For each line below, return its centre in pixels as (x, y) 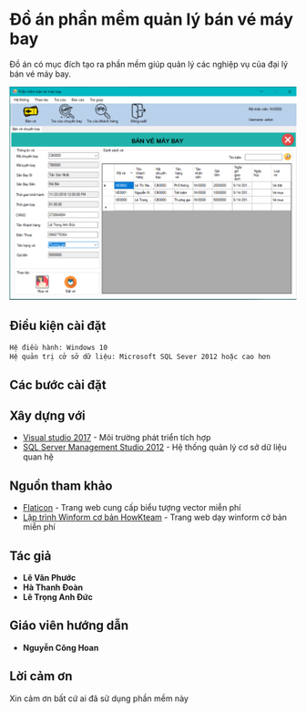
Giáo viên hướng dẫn (69, 626)
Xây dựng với (47, 415)
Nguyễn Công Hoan (61, 647)
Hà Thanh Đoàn (53, 587)
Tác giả (31, 556)
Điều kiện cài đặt (58, 325)
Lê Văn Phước (49, 578)
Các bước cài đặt (58, 384)
